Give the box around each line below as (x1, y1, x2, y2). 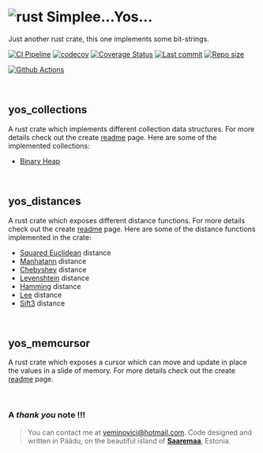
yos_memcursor (8, 337, 91, 350)
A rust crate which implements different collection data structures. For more (8, 124, 255, 134)
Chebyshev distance (19, 265, 87, 274)
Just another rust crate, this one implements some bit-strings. (8, 34, 209, 44)
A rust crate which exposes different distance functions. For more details (8, 215, 246, 225)
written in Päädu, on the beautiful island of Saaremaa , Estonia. (27, 436, 231, 445)
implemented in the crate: (8, 232, 92, 242)
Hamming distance (19, 281, 81, 291)
